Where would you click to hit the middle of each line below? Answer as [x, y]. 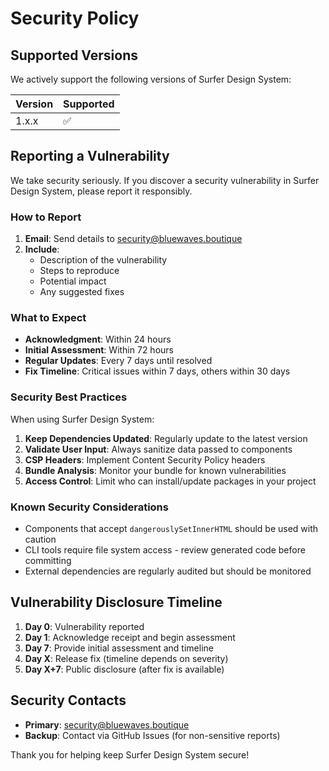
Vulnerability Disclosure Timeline [116, 602]
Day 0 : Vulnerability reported [84, 626]
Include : [42, 249]
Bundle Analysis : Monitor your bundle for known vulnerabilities [155, 470]
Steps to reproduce [79, 271]
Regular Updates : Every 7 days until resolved [118, 361]
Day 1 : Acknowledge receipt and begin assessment [130, 637]
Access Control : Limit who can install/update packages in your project [170, 481]
